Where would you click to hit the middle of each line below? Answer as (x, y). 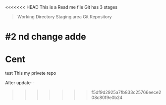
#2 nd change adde (46, 37)
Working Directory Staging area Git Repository (64, 17)
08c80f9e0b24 (107, 98)
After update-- (20, 83)
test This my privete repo (31, 73)
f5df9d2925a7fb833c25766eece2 (126, 92)
